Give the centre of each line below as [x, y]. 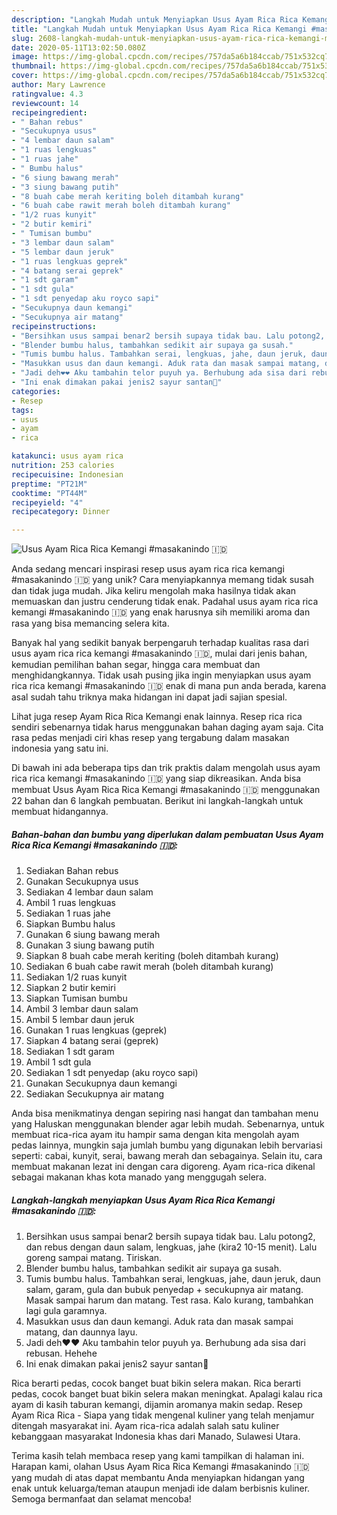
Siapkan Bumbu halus [70, 924]
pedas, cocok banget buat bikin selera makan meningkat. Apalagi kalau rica [167, 1394]
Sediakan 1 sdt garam [70, 1052]
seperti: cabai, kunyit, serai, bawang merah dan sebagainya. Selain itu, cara [167, 1156]
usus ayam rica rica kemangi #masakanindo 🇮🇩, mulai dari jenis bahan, [159, 653]
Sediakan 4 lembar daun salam [89, 892]
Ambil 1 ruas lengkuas [71, 903]
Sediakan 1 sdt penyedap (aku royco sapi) [112, 1073]
